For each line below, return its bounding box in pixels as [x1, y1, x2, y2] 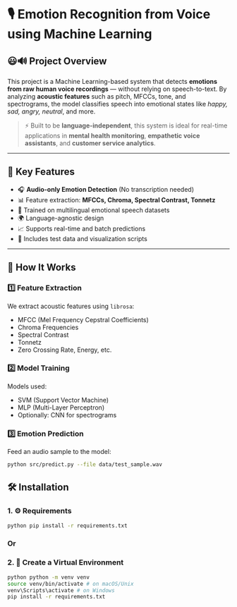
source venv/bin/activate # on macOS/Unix [7, 580, 134, 587]
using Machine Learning [7, 26, 152, 42]
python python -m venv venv [7, 573, 90, 581]
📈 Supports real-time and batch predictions [17, 224, 146, 233]
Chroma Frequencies [17, 323, 79, 331]
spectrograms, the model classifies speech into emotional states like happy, [7, 100, 228, 108]
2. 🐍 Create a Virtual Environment [7, 558, 124, 568]
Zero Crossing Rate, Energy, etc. [17, 345, 112, 354]
